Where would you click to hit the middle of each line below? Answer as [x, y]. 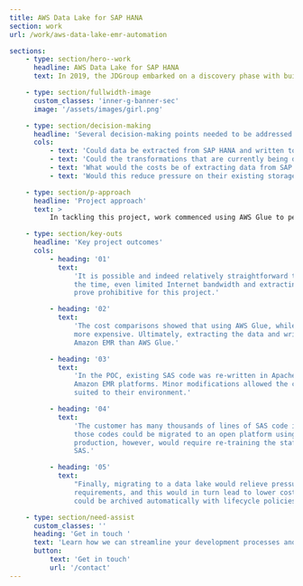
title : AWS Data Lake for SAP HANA [76, 18]
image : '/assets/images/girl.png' [98, 109]
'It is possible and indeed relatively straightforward [181, 276]
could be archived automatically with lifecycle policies [185, 501]
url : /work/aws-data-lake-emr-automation [88, 34]
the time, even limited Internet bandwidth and [165, 284]
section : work [36, 26]
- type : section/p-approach [78, 192]
